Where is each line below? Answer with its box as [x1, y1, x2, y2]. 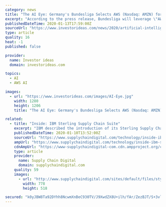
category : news [5, 7, 37, 12]
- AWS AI [9, 80, 28, 86]
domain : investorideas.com [9, 62, 65, 67]
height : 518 [23, 186, 48, 191]
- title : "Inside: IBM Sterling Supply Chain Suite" [9, 121, 121, 126]
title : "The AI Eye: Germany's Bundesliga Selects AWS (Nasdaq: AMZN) [5, 12, 154, 17]
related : [5, 117, 23, 122]
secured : [5, 195, 23, 200]
